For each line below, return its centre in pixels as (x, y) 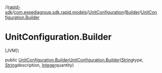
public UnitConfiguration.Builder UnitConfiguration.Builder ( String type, (74, 60)
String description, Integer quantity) (40, 65)
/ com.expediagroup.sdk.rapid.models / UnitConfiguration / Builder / (76, 12)
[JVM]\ (12, 50)
